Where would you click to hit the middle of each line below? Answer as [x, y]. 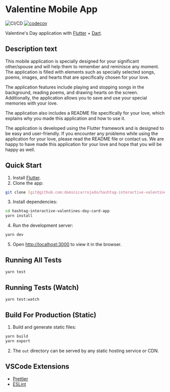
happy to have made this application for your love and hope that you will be [83, 144]
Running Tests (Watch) [42, 288]
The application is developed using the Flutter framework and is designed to [85, 128]
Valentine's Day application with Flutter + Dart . [54, 33]
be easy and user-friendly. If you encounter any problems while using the [82, 133]
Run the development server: [43, 225]
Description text [31, 49]
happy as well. [20, 150]
